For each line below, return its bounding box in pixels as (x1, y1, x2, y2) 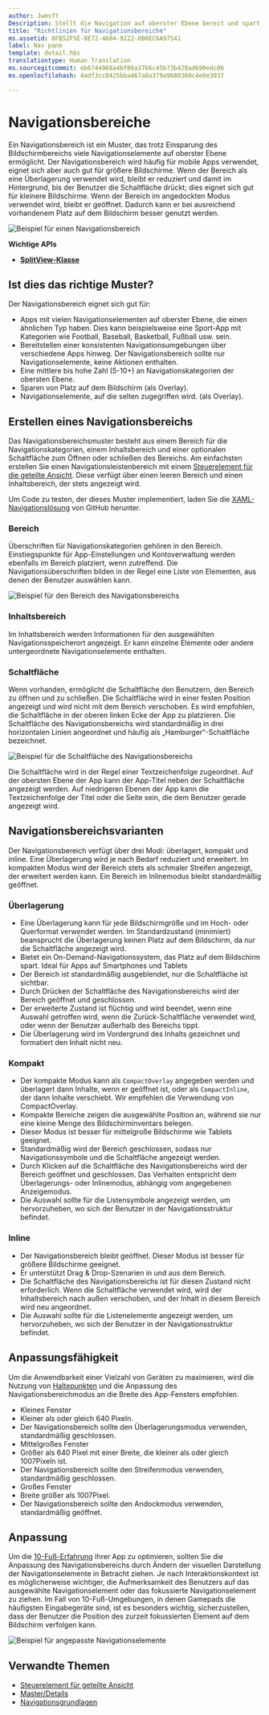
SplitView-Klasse (19, 255, 80, 264)
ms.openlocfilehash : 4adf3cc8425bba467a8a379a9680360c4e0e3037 (8, 71, 225, 80)
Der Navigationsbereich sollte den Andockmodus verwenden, (19, 1499, 224, 1509)
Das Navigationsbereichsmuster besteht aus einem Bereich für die (8, 436, 228, 446)
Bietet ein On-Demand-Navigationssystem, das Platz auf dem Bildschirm (19, 953, 261, 962)
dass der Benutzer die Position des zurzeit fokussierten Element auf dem (8, 1611, 250, 1621)
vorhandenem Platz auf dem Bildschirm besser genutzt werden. (8, 208, 219, 218)
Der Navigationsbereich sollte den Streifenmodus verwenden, (19, 1464, 225, 1474)
